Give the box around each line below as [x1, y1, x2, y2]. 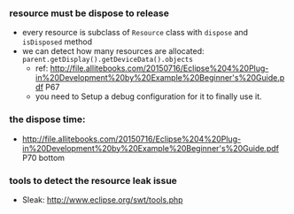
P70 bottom [21, 152, 65, 163]
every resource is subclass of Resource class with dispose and [21, 27, 249, 38]
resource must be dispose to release [9, 7, 170, 19]
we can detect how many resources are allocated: [21, 46, 205, 57]
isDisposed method [21, 36, 93, 47]
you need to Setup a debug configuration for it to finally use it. [35, 91, 263, 102]
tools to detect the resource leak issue [9, 174, 177, 187]
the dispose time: [9, 113, 86, 126]
